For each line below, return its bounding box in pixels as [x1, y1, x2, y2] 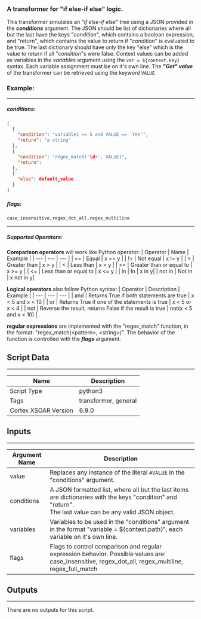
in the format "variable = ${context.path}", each [50, 525, 183, 533]
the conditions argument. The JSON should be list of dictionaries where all [7, 25, 191, 32]
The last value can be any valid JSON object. [50, 508, 175, 516]
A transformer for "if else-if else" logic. [7, 5, 123, 13]
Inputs [7, 426, 32, 437]
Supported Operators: [7, 233, 63, 240]
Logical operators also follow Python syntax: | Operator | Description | [7, 285, 180, 292]
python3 [79, 386, 103, 395]
